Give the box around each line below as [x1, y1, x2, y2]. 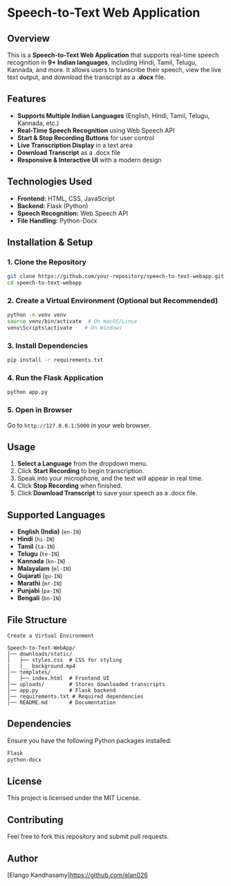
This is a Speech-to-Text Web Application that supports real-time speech [7, 51, 219, 59]
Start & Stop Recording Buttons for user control [17, 133, 154, 142]
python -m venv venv [7, 312, 67, 318]
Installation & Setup [7, 237, 93, 248]
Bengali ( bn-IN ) [17, 594, 62, 602]
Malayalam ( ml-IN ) [17, 564, 71, 573]
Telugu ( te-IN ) [17, 550, 60, 558]
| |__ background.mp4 [7, 663, 76, 670]
